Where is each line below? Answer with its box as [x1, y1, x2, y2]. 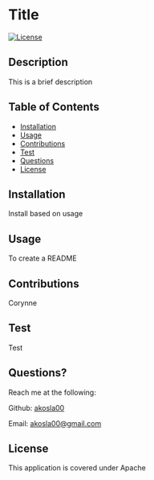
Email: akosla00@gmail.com [8, 418, 102, 428]
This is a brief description [8, 76, 93, 86]
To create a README [8, 253, 78, 263]
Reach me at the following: [8, 388, 96, 397]
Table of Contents [8, 101, 100, 114]
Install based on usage [8, 209, 83, 219]
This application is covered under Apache [8, 463, 146, 473]
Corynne [8, 298, 38, 307]
